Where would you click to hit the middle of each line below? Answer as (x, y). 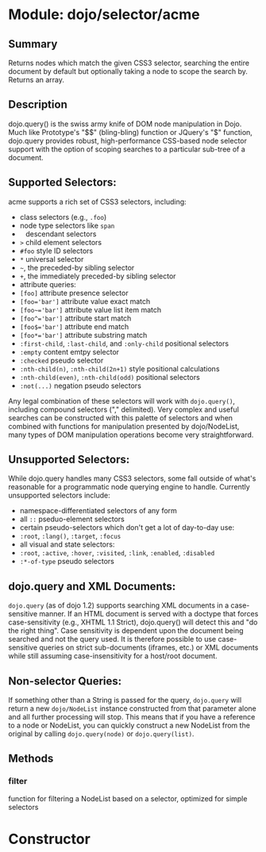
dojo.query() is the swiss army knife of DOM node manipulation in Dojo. (125, 124)
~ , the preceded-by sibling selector (77, 267)
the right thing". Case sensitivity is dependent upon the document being (126, 631)
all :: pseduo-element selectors (72, 519)
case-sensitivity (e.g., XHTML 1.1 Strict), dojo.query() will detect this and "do (133, 622)
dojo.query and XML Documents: (92, 586)
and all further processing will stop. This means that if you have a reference (132, 717)
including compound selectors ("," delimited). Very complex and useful (124, 409)
